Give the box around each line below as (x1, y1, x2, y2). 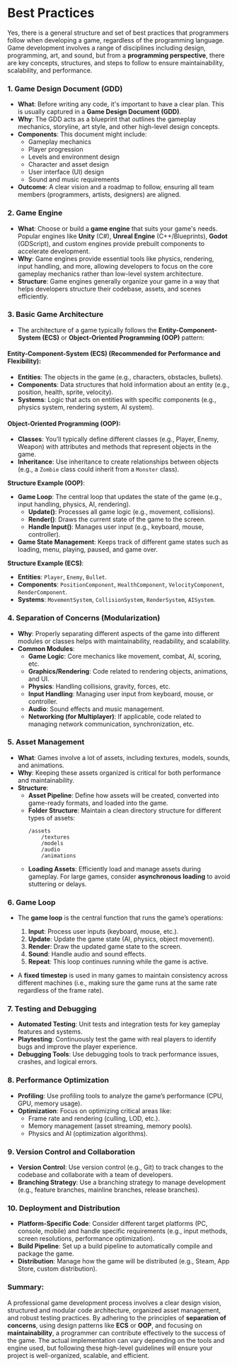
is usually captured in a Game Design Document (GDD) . (17, 108, 182, 116)
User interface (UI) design (28, 168, 105, 177)
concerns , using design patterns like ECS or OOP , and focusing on (7, 1321, 203, 1329)
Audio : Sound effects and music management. (28, 704, 165, 713)
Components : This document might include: (17, 130, 147, 139)
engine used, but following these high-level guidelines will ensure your (7, 1344, 213, 1352)
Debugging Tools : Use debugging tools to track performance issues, (17, 1050, 219, 1059)
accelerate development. (17, 247, 91, 255)
